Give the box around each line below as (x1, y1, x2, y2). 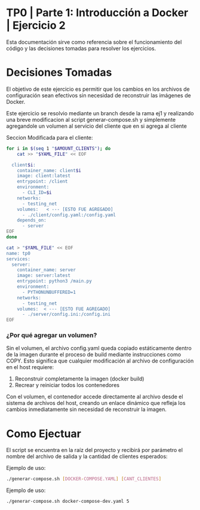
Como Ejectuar (6, 427, 82, 440)
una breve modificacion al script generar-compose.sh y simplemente (6, 116, 176, 123)
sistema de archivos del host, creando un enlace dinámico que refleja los (6, 400, 186, 407)
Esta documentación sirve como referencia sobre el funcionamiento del (6, 38, 182, 45)
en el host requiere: (6, 364, 54, 371)
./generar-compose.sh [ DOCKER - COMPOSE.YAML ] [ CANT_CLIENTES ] (6, 476, 162, 482)
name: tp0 (6, 250, 31, 256)
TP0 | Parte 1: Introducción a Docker (6, 6, 189, 20)
